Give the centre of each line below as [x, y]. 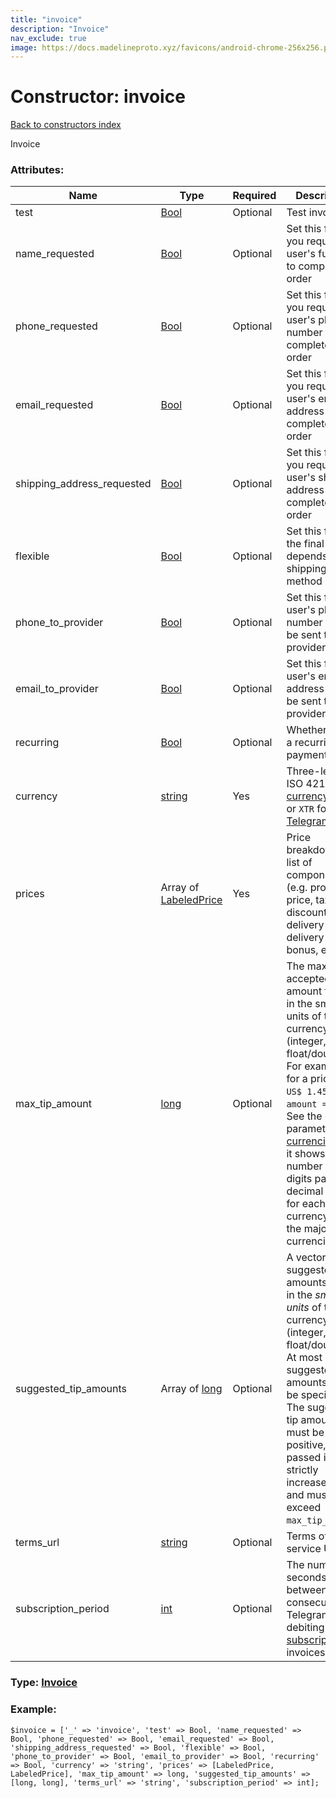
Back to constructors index [66, 125]
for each [306, 1204]
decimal [305, 1191]
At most [304, 1358]
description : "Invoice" [60, 29]
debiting [305, 1628]
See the [304, 1116]
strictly [302, 1470]
